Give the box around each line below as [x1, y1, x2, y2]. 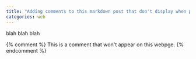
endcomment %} [6, 47, 47, 54]
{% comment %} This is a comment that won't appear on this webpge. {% [6, 41, 184, 48]
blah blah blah [6, 30, 40, 36]
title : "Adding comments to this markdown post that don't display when [6, 8, 187, 14]
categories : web [6, 14, 45, 20]
